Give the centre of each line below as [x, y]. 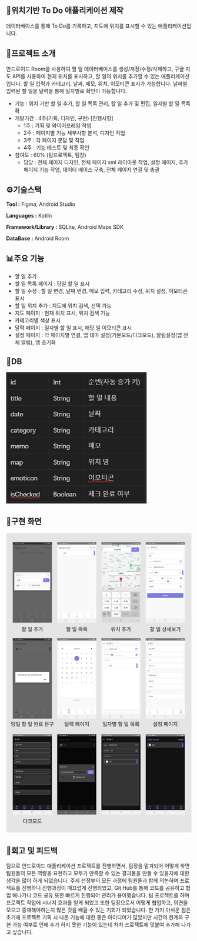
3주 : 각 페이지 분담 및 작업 [54, 140]
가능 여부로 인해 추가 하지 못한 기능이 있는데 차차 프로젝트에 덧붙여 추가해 [96, 925]
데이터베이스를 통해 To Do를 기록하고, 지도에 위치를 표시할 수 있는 [81, 26]
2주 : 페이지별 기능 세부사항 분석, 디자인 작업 [74, 133]
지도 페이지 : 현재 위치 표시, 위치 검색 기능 [62, 313]
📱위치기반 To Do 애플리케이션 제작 [65, 11]
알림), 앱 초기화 [38, 342]
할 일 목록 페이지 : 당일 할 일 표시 [52, 283]
